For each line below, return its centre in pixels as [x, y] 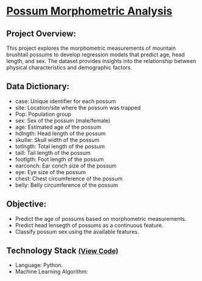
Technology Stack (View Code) [62, 251]
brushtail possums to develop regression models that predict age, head [96, 55]
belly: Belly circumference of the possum [67, 185]
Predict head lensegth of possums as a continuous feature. [89, 225]
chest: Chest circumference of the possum [69, 178]
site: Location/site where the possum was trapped [78, 107]
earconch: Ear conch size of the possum [66, 166]
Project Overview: [41, 34]
